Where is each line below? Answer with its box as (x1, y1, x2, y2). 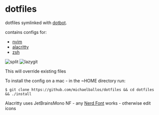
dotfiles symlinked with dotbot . (5, 20, 68, 26)
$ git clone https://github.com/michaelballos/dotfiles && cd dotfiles (5, 87, 154, 92)
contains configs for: (5, 29, 47, 35)
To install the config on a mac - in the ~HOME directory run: (5, 78, 126, 84)
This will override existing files (5, 68, 66, 74)
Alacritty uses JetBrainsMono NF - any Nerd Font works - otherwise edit (5, 100, 151, 106)
